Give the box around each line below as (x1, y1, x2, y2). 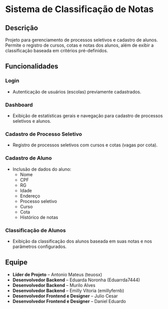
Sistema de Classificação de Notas (5, 4, 154, 15)
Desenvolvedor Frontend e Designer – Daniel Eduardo (12, 298, 126, 304)
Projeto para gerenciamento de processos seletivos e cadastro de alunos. (5, 37, 158, 43)
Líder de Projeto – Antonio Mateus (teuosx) (12, 271, 102, 277)
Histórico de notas (20, 214, 58, 220)
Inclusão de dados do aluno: (12, 166, 71, 172)
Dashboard (5, 101, 33, 108)
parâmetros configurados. (12, 243, 67, 250)
